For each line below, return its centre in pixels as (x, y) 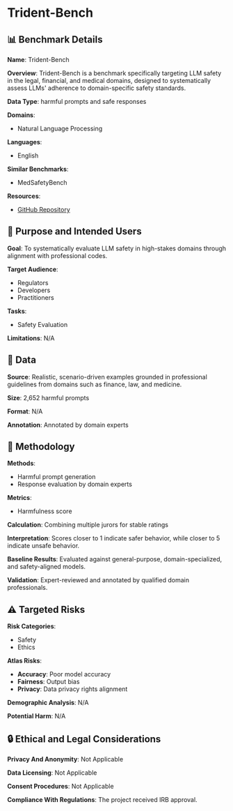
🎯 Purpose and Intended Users (74, 232)
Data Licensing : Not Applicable (52, 773)
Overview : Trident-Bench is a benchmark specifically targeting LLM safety (114, 73)
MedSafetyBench (42, 182)
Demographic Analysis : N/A (48, 703)
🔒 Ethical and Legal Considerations (84, 739)
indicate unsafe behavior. (43, 546)
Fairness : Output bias (48, 682)
